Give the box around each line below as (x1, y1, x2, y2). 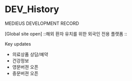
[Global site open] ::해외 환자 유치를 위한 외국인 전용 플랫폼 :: (5, 30, 127, 36)
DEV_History (5, 4, 60, 15)
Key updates (5, 40, 31, 47)
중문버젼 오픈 (12, 70, 39, 76)
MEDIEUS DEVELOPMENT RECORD (5, 20, 80, 26)
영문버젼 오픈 (12, 64, 39, 70)
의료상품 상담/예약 (12, 51, 48, 57)
